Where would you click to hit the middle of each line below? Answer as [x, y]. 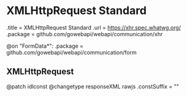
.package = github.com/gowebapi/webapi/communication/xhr [85, 34]
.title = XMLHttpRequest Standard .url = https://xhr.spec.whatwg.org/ [93, 28]
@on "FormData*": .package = [45, 46]
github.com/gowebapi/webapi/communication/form [71, 52]
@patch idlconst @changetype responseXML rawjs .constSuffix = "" [93, 86]
